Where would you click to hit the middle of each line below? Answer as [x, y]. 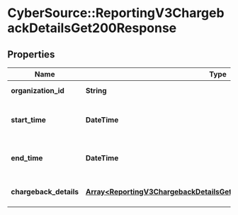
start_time [28, 120]
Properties [31, 54]
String [96, 90]
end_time [27, 158]
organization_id [38, 90]
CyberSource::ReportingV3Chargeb [116, 13]
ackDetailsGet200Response [92, 28]
